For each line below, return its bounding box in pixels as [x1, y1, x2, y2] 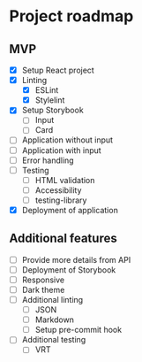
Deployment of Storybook [21, 264, 116, 275]
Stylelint [34, 95, 65, 105]
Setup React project [21, 65, 94, 75]
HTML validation [34, 174, 95, 185]
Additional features [9, 231, 117, 246]
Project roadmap [9, 6, 134, 27]
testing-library [34, 195, 87, 205]
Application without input [21, 135, 113, 145]
